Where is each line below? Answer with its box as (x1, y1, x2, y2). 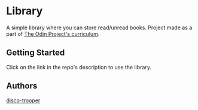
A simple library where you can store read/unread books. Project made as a (6, 24, 193, 31)
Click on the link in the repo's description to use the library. (6, 63, 151, 71)
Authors (6, 81, 38, 91)
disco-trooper (6, 97, 41, 104)
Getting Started (6, 48, 65, 58)
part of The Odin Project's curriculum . (6, 30, 100, 37)
